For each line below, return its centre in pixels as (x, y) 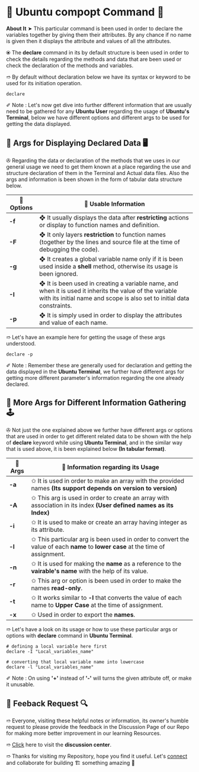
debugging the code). (69, 249)
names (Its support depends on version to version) (104, 488)
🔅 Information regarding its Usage (111, 467)
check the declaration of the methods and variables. (70, 65)
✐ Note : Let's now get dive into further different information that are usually (99, 105)
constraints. (56, 305)
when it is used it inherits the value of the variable (108, 290)
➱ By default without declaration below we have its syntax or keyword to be (98, 77)
